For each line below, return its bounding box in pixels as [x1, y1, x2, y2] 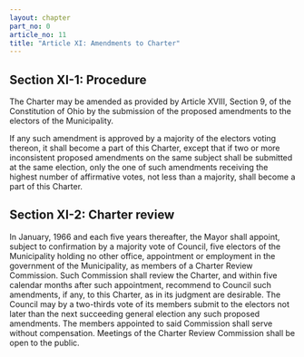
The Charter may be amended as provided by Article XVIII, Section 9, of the [9, 96, 292, 107]
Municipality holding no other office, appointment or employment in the [9, 250, 276, 261]
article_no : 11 [9, 30, 67, 39]
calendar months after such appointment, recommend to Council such [9, 279, 272, 290]
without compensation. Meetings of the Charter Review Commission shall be [9, 327, 296, 338]
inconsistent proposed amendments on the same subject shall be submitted [9, 152, 293, 163]
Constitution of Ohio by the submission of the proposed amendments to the [9, 106, 292, 117]
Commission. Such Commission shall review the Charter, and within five [9, 269, 278, 281]
